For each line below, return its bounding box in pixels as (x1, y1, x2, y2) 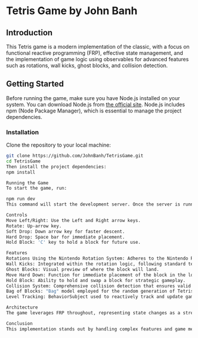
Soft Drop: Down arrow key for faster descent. (6, 228, 126, 234)
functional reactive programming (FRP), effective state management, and (6, 49, 184, 57)
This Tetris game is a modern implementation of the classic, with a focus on (6, 43, 190, 50)
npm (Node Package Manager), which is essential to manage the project (6, 107, 181, 114)
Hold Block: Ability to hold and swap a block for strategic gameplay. (6, 277, 186, 283)
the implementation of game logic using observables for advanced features (6, 56, 189, 62)
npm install (6, 169, 35, 175)
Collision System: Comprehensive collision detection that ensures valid (6, 283, 192, 289)
